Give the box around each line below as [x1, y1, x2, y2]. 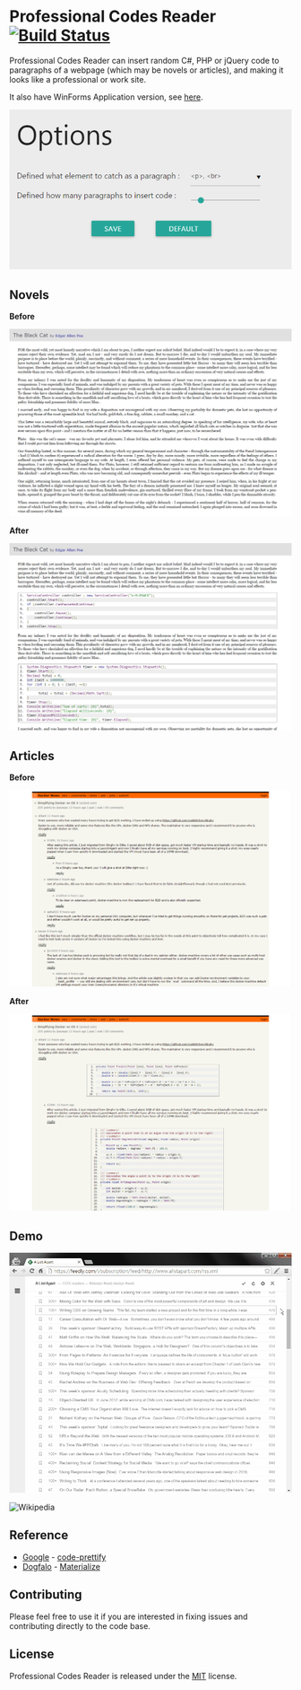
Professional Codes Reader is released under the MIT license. [9, 1670, 237, 1681]
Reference [9, 1528, 69, 1543]
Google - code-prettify [21, 1551, 107, 1563]
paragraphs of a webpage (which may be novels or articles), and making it [9, 65, 284, 75]
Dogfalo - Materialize [21, 1561, 101, 1572]
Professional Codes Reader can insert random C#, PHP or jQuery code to [9, 55, 279, 66]
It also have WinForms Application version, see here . [9, 92, 203, 102]
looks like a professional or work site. [9, 74, 146, 84]
